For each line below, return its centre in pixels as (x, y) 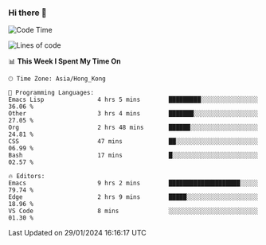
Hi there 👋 (28, 13)
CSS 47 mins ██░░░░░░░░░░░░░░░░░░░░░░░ (133, 142)
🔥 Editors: (27, 177)
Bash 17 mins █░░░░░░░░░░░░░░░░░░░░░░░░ (133, 156)
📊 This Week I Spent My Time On (65, 61)
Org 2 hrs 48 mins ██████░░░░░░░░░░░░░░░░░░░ (133, 128)
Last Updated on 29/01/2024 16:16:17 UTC (77, 233)
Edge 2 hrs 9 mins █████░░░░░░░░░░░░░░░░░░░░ (133, 197)
